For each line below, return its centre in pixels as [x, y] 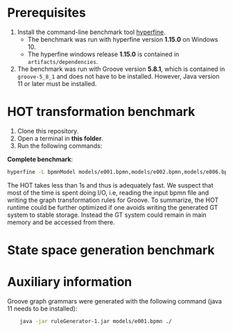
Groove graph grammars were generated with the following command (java [114, 301]
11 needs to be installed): [42, 308]
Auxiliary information [70, 282]
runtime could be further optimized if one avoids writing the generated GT [113, 207]
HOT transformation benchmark [101, 112]
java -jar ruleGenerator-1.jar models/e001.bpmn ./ [96, 321]
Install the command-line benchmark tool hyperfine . [91, 32]
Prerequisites [47, 13]
